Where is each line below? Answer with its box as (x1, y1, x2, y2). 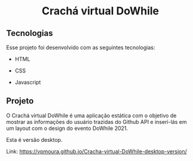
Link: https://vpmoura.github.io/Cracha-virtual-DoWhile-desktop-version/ (6, 148, 187, 155)
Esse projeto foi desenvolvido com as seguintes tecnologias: (6, 44, 155, 51)
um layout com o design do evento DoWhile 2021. (6, 124, 128, 132)
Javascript (14, 79, 41, 86)
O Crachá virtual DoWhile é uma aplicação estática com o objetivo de (6, 112, 177, 119)
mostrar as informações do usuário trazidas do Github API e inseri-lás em (6, 118, 187, 125)
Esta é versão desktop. (6, 136, 63, 143)
